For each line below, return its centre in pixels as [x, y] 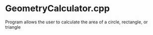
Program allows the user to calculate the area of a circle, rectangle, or [76, 22]
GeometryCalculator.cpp [58, 9]
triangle [13, 27]
